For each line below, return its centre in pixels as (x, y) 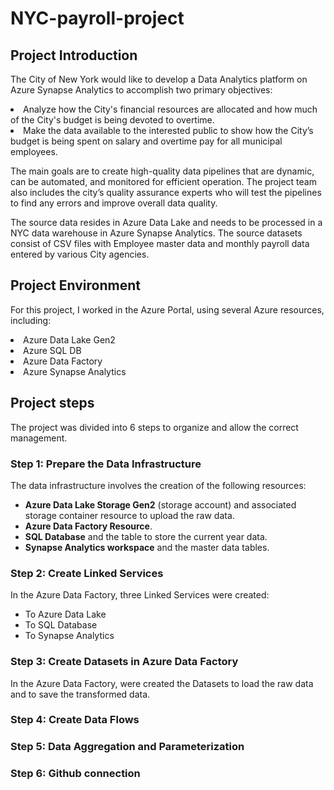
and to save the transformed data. (80, 694)
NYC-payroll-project (97, 18)
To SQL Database (61, 625)
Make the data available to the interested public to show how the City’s (168, 130)
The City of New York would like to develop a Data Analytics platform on (159, 79)
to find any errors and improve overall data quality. (114, 203)
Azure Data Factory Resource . (88, 526)
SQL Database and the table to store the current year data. (146, 536)
